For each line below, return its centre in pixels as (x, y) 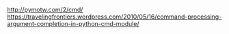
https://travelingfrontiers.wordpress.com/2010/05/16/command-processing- (114, 17)
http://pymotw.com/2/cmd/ (45, 10)
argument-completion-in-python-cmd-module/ (73, 24)
